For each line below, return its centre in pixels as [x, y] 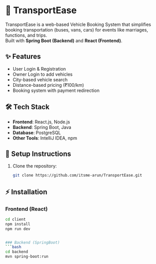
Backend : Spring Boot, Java [42, 127]
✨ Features [23, 57]
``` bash [13, 247]
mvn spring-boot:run [27, 257]
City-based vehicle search [40, 79]
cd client [16, 219]
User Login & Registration [39, 69]
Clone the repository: [35, 166]
